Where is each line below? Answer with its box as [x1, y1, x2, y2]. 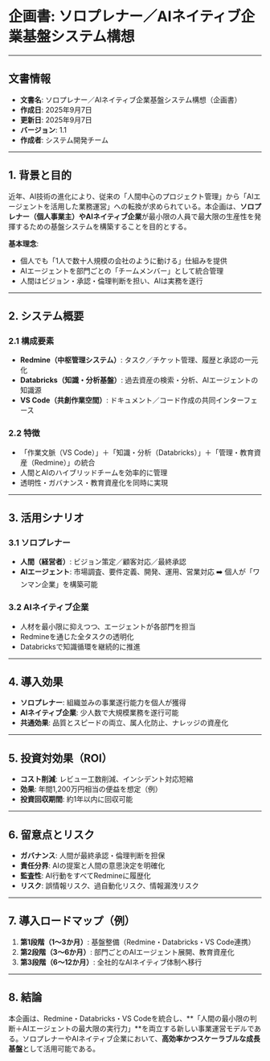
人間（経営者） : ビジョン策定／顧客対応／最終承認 [19, 557, 186, 567]
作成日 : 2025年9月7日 [19, 105, 92, 114]
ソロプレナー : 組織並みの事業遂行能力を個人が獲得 [19, 698, 186, 708]
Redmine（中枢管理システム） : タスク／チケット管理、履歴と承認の [19, 355, 245, 365]
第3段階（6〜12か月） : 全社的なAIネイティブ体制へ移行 [19, 957, 202, 967]
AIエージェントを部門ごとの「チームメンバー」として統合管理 [19, 266, 223, 275]
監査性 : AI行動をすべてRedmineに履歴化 [19, 870, 151, 880]
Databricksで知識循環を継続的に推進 [19, 642, 141, 651]
